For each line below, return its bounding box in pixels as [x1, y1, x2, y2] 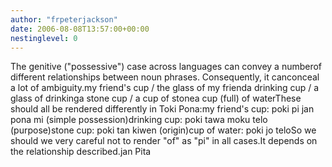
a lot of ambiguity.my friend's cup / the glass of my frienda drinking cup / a [10, 82, 320, 94]
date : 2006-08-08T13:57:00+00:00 [10, 24, 150, 34]
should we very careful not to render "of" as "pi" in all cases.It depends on [10, 135, 318, 147]
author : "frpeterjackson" [10, 14, 118, 25]
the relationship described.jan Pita [10, 146, 152, 158]
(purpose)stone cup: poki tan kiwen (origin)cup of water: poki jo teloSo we [10, 124, 317, 136]
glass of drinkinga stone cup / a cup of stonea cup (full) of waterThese [10, 92, 302, 105]
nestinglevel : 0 [10, 33, 78, 43]
